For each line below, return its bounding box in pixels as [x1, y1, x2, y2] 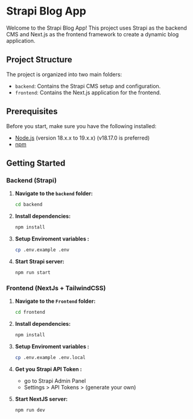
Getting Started [6, 158, 66, 168]
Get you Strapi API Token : [14, 365, 83, 372]
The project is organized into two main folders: [6, 71, 122, 78]
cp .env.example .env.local [14, 354, 86, 360]
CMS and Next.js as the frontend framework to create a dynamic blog [6, 30, 179, 37]
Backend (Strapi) [6, 176, 57, 184]
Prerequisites [6, 106, 58, 117]
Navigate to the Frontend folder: [14, 297, 96, 305]
